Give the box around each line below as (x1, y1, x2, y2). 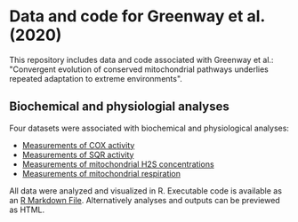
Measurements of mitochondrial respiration (21, 168, 181, 178)
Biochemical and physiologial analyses (9, 99, 230, 115)
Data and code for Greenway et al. (9, 6, 265, 27)
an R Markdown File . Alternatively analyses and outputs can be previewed (9, 194, 280, 205)
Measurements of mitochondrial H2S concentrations (21, 158, 215, 170)
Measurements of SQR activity (21, 149, 134, 160)
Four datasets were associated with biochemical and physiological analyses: (9, 123, 289, 133)
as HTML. (9, 204, 45, 215)
